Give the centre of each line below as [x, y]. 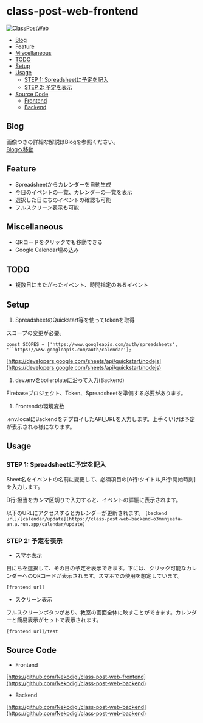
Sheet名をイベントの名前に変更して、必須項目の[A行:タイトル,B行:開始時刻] [101, 479]
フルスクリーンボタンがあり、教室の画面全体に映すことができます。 [91, 612]
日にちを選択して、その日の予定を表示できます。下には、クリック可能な [96, 568]
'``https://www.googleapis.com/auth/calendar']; [69, 350]
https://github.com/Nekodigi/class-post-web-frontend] [77, 677]
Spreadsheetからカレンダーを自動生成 [63, 184]
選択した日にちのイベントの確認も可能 [63, 200]
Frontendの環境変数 [40, 406]
